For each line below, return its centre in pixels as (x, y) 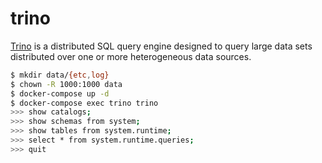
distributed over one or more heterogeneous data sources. (131, 56)
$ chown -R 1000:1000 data (66, 84)
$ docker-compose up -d (60, 93)
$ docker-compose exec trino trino (84, 103)
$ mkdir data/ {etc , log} (60, 75)
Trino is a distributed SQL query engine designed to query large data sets (161, 46)
